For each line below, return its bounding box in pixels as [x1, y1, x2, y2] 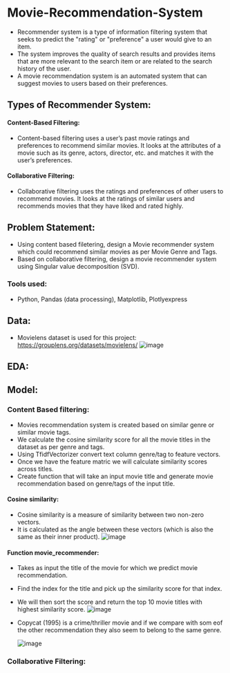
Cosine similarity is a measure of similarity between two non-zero [17, 510, 204, 519]
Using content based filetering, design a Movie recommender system [17, 240, 215, 248]
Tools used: [7, 279, 48, 289]
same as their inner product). [17, 532, 100, 540]
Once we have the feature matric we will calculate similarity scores [17, 457, 207, 466]
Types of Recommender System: [7, 99, 151, 111]
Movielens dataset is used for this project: [17, 333, 137, 341]
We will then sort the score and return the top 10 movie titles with [17, 598, 202, 606]
